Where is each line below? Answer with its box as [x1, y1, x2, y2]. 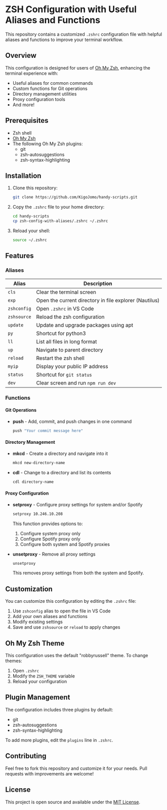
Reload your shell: [12, 228, 51, 234]
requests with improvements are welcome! [5, 770, 94, 776]
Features [5, 251, 34, 260]
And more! [12, 102, 35, 108]
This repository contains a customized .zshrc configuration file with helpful [5, 31, 162, 37]
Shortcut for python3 [36, 330, 86, 337]
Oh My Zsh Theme [5, 639, 65, 647]
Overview [5, 51, 37, 60]
